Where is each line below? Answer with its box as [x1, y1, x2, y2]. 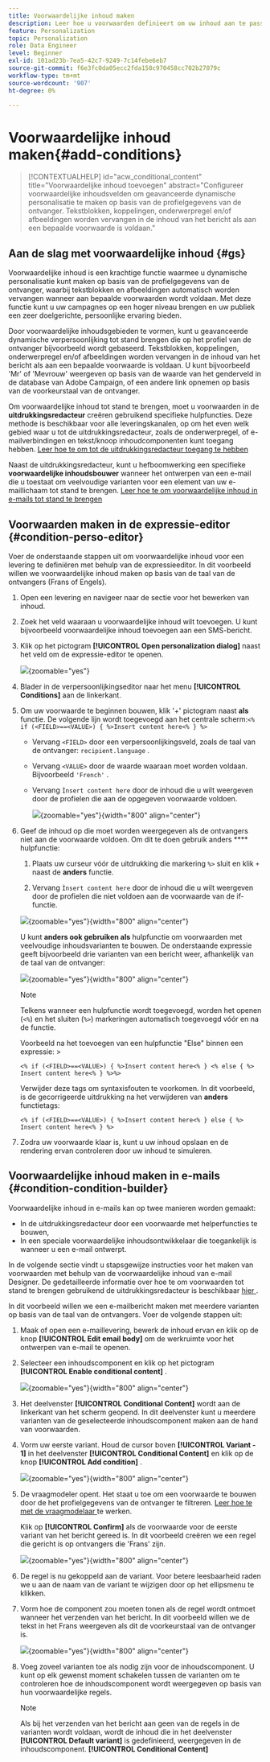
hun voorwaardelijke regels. [19, 1687, 112, 1697]
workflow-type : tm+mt [8, 72, 81, 80]
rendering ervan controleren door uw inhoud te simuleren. [19, 1146, 213, 1155]
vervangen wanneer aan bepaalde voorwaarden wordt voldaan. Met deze [8, 294, 252, 303]
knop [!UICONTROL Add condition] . [19, 1457, 142, 1467]
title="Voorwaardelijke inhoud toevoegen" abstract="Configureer [27, 180, 243, 190]
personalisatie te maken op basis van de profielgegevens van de [27, 198, 242, 208]
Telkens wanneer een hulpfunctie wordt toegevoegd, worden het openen [19, 1005, 262, 1015]
